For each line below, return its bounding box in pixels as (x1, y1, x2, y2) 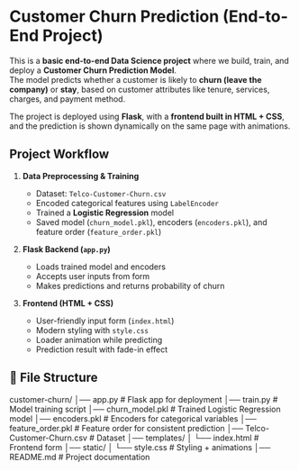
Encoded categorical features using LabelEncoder (35, 197, 219, 208)
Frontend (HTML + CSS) (22, 297, 114, 308)
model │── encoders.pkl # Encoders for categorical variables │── (9, 412, 257, 424)
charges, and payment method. (9, 93, 126, 104)
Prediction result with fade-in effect (35, 344, 168, 355)
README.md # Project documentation (9, 451, 150, 462)
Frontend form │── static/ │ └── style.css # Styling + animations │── (9, 441, 271, 452)
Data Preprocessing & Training (22, 170, 140, 181)
